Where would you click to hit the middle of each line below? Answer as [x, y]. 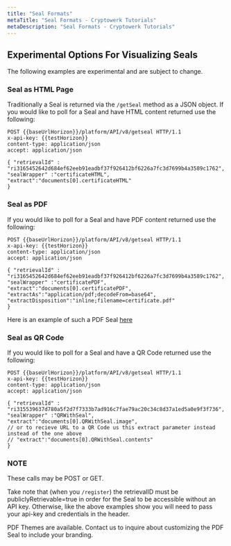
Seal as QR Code [36, 337]
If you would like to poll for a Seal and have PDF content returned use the [112, 219]
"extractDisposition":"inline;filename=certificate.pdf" [91, 300]
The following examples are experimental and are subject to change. [105, 72]
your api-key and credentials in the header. [69, 514]
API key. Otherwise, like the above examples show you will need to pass [110, 507]
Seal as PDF [27, 204]
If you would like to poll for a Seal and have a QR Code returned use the [109, 353]
